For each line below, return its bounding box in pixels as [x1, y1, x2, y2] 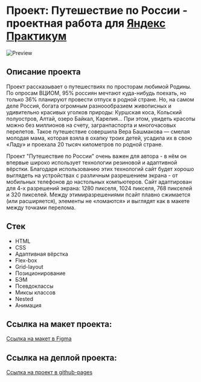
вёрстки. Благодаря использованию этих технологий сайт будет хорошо [6, 165, 194, 172]
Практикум [6, 30, 67, 43]
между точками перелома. [6, 204, 76, 211]
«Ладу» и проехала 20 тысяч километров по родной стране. [6, 140, 163, 148]
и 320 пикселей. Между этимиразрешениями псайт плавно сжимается [6, 191, 191, 198]
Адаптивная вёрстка [14, 250, 68, 257]
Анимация [14, 302, 42, 309]
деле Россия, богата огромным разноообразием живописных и [6, 102, 172, 109]
